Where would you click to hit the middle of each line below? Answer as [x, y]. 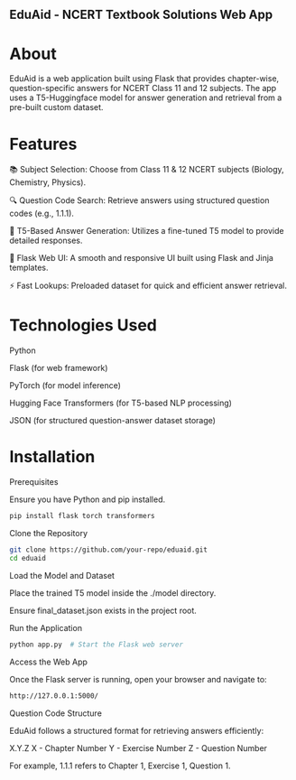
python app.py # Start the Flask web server [96, 645]
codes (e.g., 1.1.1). [42, 214]
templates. [29, 268]
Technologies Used [83, 325]
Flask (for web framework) [59, 368]
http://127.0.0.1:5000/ [54, 696]
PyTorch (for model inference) [65, 385]
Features [43, 144]
